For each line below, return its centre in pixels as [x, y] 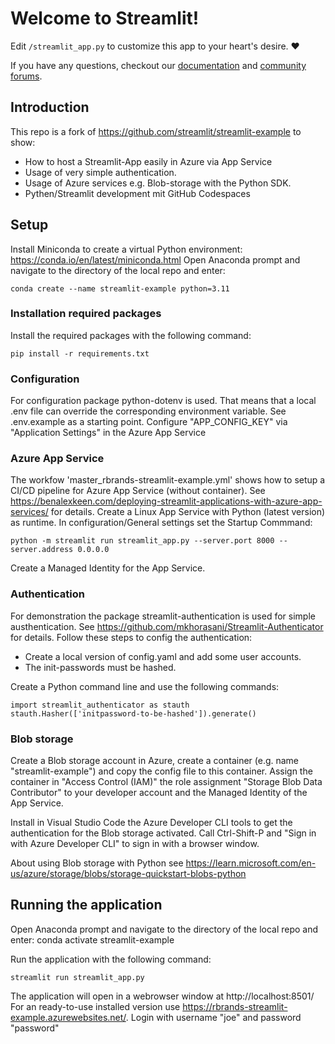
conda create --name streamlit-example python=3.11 [120, 288]
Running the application [86, 905]
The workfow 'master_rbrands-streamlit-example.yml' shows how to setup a [168, 480]
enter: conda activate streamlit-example [92, 939]
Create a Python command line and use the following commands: [145, 686]
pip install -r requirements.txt [80, 353]
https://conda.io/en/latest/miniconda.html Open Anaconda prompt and [155, 259]
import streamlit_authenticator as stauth [100, 705]
